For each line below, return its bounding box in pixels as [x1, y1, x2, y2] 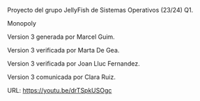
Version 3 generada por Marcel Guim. [7, 33, 115, 41]
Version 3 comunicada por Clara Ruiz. [7, 73, 116, 81]
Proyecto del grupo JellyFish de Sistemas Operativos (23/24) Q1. [7, 6, 194, 14]
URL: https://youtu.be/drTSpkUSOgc [7, 86, 112, 94]
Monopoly [7, 19, 37, 27]
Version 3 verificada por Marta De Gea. [7, 46, 120, 54]
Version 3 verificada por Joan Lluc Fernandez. [7, 59, 141, 68]
